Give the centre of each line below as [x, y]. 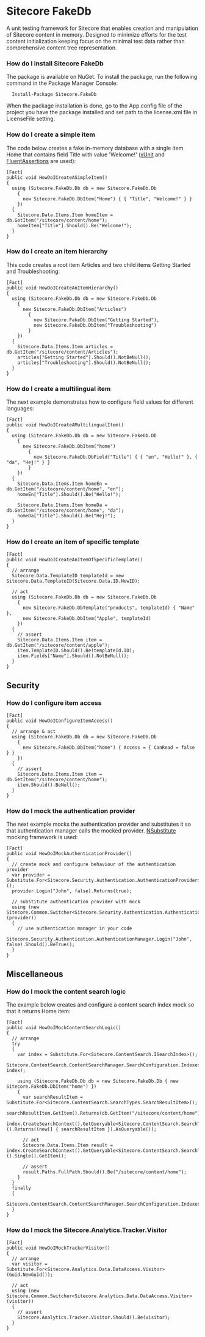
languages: [20, 409]
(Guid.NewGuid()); [30, 1275]
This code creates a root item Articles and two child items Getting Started [99, 264]
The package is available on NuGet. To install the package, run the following [102, 77]
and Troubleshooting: [33, 271]
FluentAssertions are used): [41, 161]
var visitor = [30, 1264]
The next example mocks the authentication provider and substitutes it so [99, 824]
